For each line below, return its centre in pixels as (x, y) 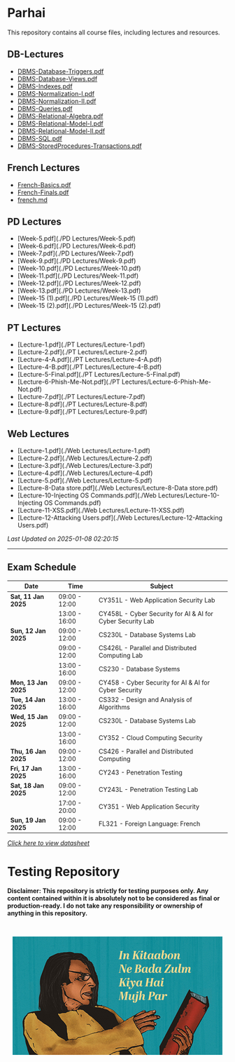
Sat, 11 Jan (27, 596)
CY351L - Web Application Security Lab (157, 600)
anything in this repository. (48, 913)
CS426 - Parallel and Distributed (146, 751)
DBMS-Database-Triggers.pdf (60, 71)
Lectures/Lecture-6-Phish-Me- (166, 382)
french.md (32, 200)
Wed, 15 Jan (29, 717)
